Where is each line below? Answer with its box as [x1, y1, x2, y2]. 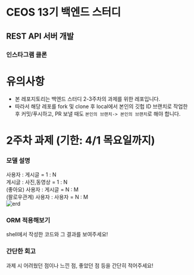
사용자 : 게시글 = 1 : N [6, 171, 57, 178]
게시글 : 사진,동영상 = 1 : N [6, 178, 68, 186]
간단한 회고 [6, 247, 36, 255]
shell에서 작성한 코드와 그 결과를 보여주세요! [6, 231, 108, 238]
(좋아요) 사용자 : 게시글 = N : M [6, 186, 79, 193]
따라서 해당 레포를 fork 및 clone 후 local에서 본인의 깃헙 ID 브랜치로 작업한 [14, 103, 188, 110]
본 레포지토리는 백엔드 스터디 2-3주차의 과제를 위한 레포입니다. [14, 95, 161, 103]
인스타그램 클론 [6, 50, 48, 58]
